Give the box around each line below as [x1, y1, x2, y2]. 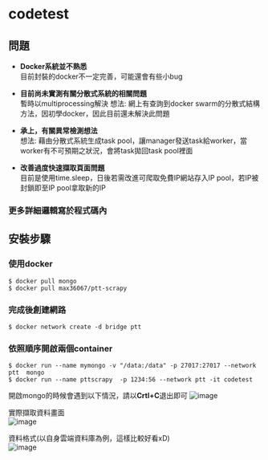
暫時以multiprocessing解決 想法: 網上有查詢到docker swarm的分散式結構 [19, 99, 261, 108]
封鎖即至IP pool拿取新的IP [19, 183, 106, 193]
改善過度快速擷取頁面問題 [19, 163, 105, 173]
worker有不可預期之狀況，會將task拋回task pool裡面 [19, 146, 193, 155]
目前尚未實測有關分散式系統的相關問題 [19, 89, 147, 98]
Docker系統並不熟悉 [19, 62, 87, 71]
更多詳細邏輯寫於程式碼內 [8, 205, 108, 216]
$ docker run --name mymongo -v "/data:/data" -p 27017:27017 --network [8, 362, 257, 370]
